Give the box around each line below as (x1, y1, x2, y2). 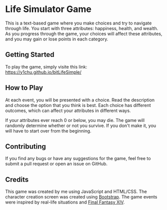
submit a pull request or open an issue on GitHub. (5, 161, 108, 167)
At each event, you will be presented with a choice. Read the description (5, 96, 155, 103)
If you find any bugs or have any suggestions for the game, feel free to (5, 155, 151, 161)
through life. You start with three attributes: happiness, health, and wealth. (5, 25, 158, 31)
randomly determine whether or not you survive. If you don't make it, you (5, 122, 156, 128)
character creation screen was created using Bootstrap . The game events (5, 194, 157, 200)
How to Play (5, 83, 44, 92)
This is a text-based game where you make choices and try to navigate (5, 20, 152, 26)
